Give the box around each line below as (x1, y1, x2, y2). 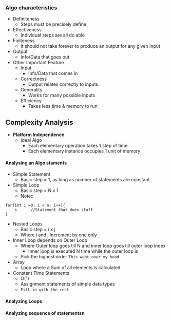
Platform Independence (12, 131, 65, 138)
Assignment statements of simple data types (20, 281, 115, 287)
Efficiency (20, 98, 42, 104)
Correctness (20, 76, 47, 82)
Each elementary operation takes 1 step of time (28, 143, 128, 149)
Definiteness (12, 16, 40, 22)
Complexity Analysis (5, 118, 73, 127)
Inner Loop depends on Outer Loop (12, 237, 88, 243)
